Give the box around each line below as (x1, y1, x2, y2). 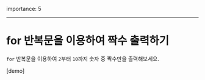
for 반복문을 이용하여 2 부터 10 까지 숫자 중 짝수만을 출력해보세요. (6, 55, 160, 62)
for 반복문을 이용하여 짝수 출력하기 (6, 34, 170, 48)
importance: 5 (6, 5, 41, 12)
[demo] (6, 67, 25, 75)
